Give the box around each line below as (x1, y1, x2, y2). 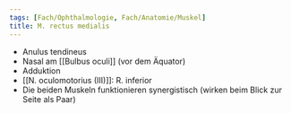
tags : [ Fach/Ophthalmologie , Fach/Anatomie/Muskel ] (9, 13, 206, 22)
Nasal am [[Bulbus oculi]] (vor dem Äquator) (21, 56, 186, 66)
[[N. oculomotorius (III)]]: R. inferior (21, 74, 152, 85)
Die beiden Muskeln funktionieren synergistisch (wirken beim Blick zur (21, 84, 282, 95)
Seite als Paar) (21, 93, 76, 104)
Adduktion (21, 65, 61, 76)
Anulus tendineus (21, 46, 87, 56)
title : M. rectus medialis (9, 22, 110, 30)
